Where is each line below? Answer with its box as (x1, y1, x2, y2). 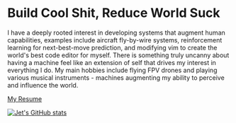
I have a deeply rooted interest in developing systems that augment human (7, 28, 225, 37)
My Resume (7, 94, 43, 103)
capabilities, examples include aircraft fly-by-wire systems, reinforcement (7, 35, 223, 44)
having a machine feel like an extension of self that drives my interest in (7, 58, 216, 66)
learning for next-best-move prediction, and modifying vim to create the (7, 43, 218, 52)
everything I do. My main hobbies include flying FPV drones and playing (7, 66, 218, 74)
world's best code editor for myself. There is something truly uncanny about (7, 51, 230, 59)
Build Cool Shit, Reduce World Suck (7, 5, 221, 21)
